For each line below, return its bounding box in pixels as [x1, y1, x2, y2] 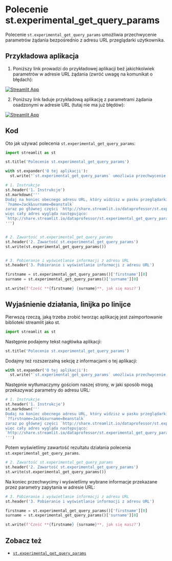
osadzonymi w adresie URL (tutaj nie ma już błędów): [12, 102, 125, 108]
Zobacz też [5, 536, 42, 545]
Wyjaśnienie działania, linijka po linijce [5, 300, 131, 309]
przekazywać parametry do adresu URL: [5, 387, 91, 393]
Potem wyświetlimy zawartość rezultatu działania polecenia [5, 444, 131, 451]
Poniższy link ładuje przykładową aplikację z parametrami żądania [12, 96, 153, 102]
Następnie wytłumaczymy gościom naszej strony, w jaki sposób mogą [5, 381, 153, 388]
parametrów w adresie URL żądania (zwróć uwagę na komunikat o [12, 71, 153, 77]
